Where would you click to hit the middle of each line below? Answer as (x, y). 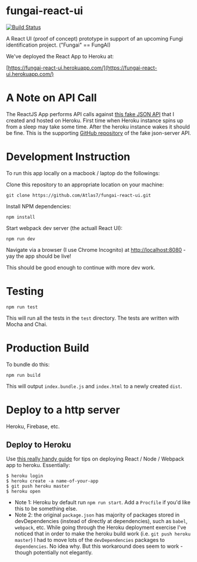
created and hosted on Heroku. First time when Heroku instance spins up (95, 120)
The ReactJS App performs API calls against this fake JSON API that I (90, 114)
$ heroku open (24, 492)
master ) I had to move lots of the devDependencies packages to (90, 540)
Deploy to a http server (63, 410)
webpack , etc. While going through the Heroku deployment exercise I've (100, 528)
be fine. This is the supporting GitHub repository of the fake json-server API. (98, 133)
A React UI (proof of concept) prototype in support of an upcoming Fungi (95, 38)
